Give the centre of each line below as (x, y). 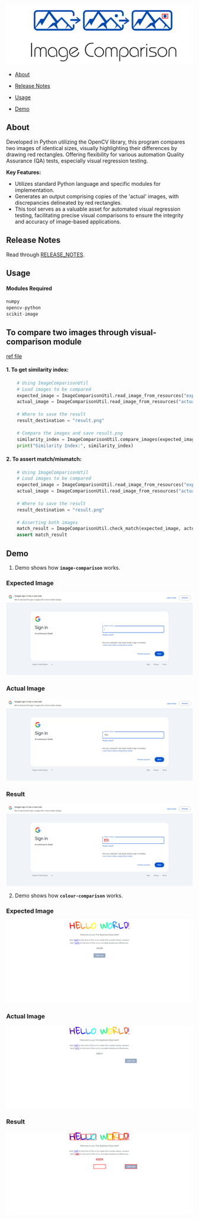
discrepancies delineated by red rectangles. (68, 202)
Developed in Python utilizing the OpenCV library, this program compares (96, 142)
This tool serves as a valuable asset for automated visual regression (97, 209)
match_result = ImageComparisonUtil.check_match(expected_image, (99, 529)
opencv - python (24, 308)
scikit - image (22, 314)
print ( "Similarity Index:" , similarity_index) (75, 446)
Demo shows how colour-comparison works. (69, 896)
